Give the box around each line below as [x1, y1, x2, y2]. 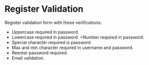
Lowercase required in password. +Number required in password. [11, 34, 145, 40]
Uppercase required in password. [11, 29, 79, 35]
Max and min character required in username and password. [11, 44, 134, 50]
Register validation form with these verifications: [4, 20, 102, 25]
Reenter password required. [11, 50, 68, 56]
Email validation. [11, 55, 45, 61]
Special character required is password [11, 39, 91, 45]
